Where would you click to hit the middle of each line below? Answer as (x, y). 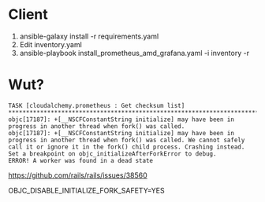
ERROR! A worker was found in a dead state (81, 160)
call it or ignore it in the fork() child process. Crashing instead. (127, 147)
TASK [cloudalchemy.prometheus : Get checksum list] (97, 105)
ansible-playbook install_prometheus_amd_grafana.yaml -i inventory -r (134, 53)
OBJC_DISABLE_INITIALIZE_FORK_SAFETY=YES (86, 190)
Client (28, 15)
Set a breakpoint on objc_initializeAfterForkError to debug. (112, 154)
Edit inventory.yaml (51, 44)
